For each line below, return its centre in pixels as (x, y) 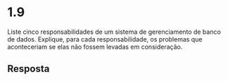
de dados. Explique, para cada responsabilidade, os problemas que (105, 39)
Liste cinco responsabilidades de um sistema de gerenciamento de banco (114, 32)
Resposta (28, 69)
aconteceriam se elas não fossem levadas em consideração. (95, 46)
